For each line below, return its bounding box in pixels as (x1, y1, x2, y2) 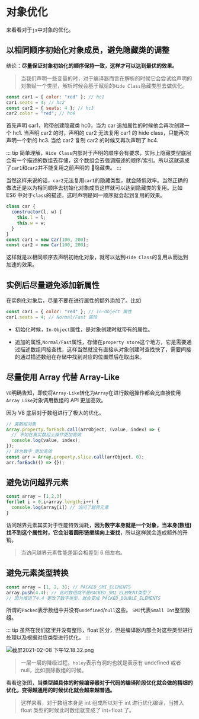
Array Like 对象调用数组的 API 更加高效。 (6, 396, 107, 403)
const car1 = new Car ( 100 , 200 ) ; (6, 237, 89, 243)
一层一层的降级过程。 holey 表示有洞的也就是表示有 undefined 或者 (20, 659, 182, 666)
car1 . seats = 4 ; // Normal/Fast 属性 (6, 314, 98, 320)
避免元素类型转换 (6, 568, 69, 578)
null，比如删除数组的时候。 (20, 667, 87, 674)
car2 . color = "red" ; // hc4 (6, 110, 76, 116)
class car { (6, 203, 36, 209)
